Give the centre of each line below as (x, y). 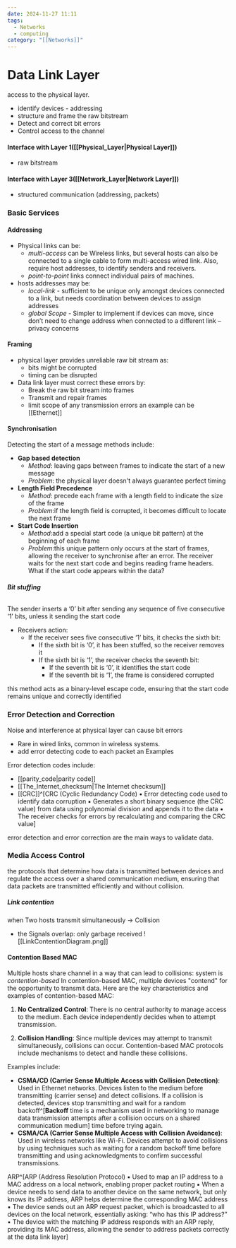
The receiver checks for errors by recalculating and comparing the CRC (122, 816)
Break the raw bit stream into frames (81, 390)
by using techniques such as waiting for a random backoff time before (119, 1148)
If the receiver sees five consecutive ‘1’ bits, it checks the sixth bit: (124, 637)
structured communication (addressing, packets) (88, 194)
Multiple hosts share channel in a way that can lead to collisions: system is (115, 973)
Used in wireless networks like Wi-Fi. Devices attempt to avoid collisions (122, 1140)
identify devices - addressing (60, 108)
